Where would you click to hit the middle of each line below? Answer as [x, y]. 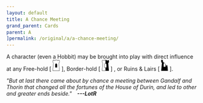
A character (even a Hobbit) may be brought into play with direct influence [100, 57]
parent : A [19, 32]
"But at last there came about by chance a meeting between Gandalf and [99, 81]
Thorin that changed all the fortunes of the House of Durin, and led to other [102, 87]
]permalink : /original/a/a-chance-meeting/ [63, 39]
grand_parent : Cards [33, 26]
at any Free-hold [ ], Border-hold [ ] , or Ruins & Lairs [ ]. [90, 69]
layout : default [27, 13]
